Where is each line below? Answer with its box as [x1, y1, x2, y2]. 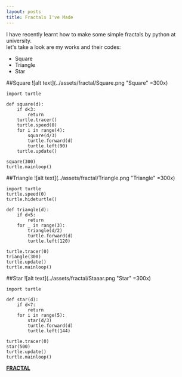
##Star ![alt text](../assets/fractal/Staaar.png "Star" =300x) [6, 274, 151, 282]
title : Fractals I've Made [6, 14, 73, 20]
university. [6, 37, 32, 44]
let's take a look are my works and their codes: [6, 43, 121, 51]
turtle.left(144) [27, 327, 70, 334]
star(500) [6, 344, 31, 350]
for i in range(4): [17, 127, 66, 133]
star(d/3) [27, 317, 52, 323]
